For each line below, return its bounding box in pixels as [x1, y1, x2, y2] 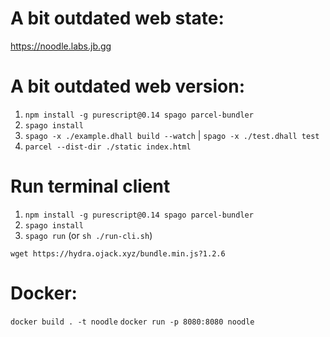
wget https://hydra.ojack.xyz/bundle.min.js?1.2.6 [10, 248, 226, 259]
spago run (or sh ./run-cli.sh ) [24, 229, 153, 241]
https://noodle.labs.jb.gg [10, 40, 112, 52]
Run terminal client [10, 175, 171, 198]
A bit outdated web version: [10, 75, 246, 98]
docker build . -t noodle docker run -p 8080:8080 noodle [10, 317, 255, 327]
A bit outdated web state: [10, 7, 225, 30]
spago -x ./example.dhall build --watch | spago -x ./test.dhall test [24, 129, 320, 141]
